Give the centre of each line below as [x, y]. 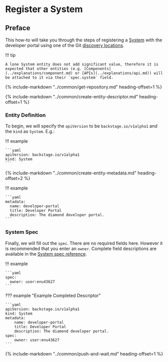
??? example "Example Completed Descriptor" [53, 295]
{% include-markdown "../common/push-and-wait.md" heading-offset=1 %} [84, 353]
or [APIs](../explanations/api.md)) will [119, 73]
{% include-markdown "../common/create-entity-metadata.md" [71, 173]
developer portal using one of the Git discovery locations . [65, 45]
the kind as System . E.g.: [30, 132]
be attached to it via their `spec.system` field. [59, 78]
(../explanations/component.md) [39, 73]
